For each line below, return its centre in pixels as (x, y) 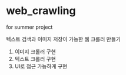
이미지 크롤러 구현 (35, 52)
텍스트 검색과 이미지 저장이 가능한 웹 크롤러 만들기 (63, 39)
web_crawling (41, 11)
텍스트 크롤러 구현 (35, 59)
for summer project (29, 27)
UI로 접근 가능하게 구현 (41, 66)
